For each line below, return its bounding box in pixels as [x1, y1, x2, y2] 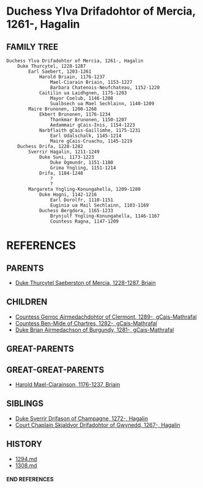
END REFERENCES [6, 476, 54, 483]
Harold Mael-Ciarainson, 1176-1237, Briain [15, 381, 120, 388]
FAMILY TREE [6, 42, 59, 52]
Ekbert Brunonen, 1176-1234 [39, 111, 111, 117]
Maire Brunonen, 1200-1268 [28, 106, 97, 112]
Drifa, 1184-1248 [39, 170, 84, 176]
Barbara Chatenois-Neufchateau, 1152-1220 [50, 84, 160, 91]
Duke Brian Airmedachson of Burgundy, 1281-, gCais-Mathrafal [15, 326, 174, 333]
